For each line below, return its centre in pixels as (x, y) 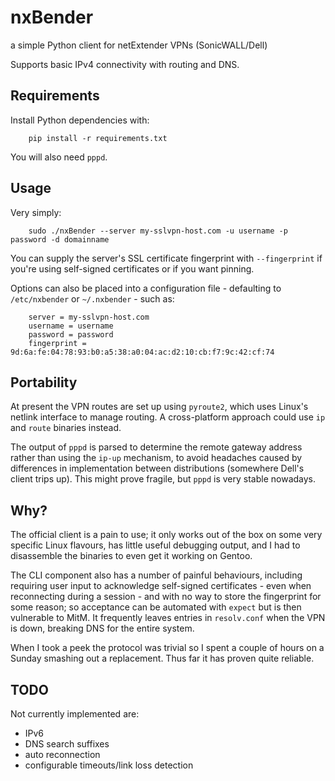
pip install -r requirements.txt (98, 138)
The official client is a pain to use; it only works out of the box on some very (166, 535)
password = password (71, 334)
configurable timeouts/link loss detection (109, 765)
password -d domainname (60, 239)
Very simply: (36, 212)
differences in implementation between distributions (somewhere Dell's (157, 468)
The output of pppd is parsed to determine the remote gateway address (156, 447)
